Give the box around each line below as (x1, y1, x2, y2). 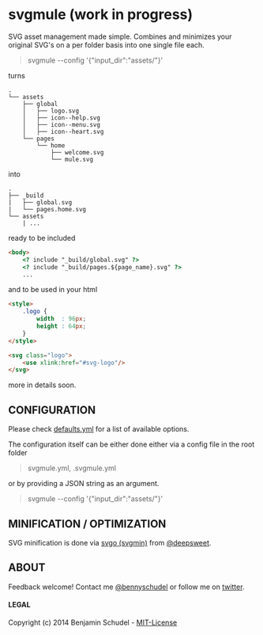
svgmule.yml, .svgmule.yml (27, 463, 117, 473)
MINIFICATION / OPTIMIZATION (8, 517, 167, 530)
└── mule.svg (50, 155, 93, 163)
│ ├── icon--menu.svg (22, 120, 101, 128)
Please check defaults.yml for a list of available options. (8, 424, 190, 434)
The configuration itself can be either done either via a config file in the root (8, 439, 255, 449)
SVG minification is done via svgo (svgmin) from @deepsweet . (8, 538, 212, 547)
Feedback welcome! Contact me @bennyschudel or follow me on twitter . (8, 582, 245, 591)
